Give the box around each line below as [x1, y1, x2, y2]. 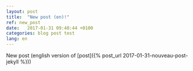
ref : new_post [6, 19, 41, 25]
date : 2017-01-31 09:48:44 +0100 [6, 25, 94, 31]
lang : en [6, 36, 28, 42]
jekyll [6, 58, 19, 65]
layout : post [6, 8, 38, 15]
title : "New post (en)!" [6, 14, 69, 20]
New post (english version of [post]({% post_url [6, 52, 122, 59]
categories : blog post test [6, 31, 75, 36]
